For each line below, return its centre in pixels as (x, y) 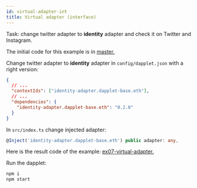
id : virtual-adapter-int (37, 11)
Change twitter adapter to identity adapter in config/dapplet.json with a (95, 63)
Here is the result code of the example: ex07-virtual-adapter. (80, 151)
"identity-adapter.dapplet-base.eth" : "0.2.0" (75, 107)
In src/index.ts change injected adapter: (56, 130)
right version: (22, 69)
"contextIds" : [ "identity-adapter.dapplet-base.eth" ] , (80, 91)
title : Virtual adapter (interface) (51, 17)
